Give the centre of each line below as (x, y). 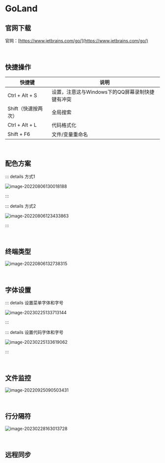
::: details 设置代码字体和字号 (34, 332)
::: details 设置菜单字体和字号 (34, 303)
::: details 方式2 (20, 206)
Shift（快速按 (23, 108)
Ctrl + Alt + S (22, 95)
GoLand (21, 9)
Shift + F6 (19, 134)
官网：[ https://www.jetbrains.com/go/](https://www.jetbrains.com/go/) (77, 41)
